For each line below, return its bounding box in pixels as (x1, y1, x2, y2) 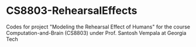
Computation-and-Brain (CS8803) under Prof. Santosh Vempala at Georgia (6, 29, 187, 36)
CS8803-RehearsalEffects (6, 4, 137, 17)
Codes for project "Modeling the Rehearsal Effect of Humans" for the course (6, 23, 190, 30)
